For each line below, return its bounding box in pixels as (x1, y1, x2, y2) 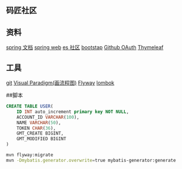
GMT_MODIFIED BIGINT (16, 136, 66, 142)
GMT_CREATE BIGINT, (16, 130, 64, 136)
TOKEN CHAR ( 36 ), (16, 125, 57, 131)
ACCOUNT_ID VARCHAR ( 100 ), (16, 114, 80, 120)
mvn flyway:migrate (6, 152, 54, 158)
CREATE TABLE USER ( (6, 104, 54, 109)
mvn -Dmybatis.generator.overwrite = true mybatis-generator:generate (6, 157, 176, 163)
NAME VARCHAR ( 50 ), (16, 119, 61, 126)
